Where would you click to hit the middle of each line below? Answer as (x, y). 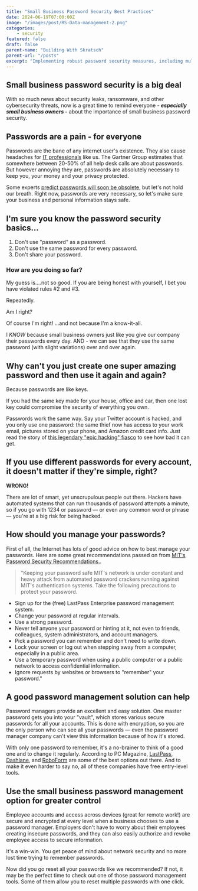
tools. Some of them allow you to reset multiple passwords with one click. (95, 882)
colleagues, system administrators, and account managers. (86, 634)
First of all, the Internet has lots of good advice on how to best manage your (98, 549)
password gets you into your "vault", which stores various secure (85, 717)
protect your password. (49, 591)
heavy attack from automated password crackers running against (100, 579)
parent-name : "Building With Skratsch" (55, 50)
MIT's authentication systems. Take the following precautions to (98, 585)
